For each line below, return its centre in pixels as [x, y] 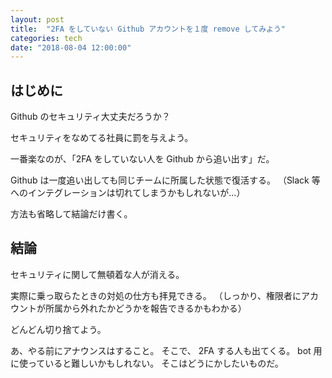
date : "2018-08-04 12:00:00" [71, 47]
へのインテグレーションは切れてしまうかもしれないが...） [128, 193]
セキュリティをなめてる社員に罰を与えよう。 [102, 138]
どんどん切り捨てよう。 [58, 329]
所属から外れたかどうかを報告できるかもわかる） [145, 308]
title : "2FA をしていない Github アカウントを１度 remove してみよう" [148, 29]
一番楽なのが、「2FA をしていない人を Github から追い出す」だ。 [142, 159]
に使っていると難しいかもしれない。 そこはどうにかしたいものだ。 [147, 363]
